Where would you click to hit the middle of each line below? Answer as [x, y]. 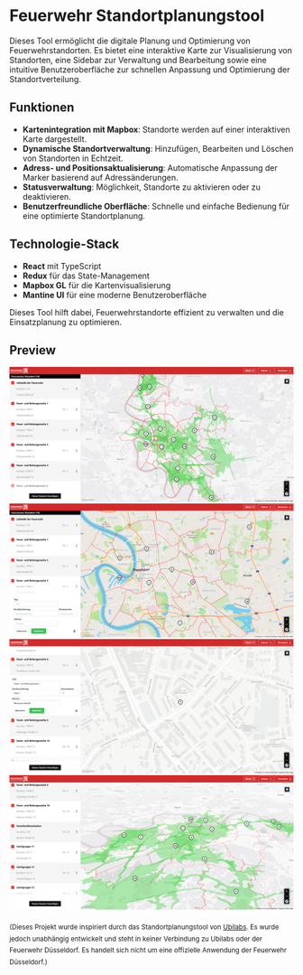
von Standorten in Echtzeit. [73, 158]
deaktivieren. [47, 196]
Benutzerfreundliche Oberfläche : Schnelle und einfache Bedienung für [156, 206]
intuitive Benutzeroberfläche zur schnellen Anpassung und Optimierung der [150, 70]
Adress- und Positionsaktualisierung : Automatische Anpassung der [150, 167]
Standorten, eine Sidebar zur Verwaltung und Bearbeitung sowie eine [138, 60]
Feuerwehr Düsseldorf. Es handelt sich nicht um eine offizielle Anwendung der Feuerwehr [148, 951]
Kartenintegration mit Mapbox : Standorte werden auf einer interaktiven [156, 129]
